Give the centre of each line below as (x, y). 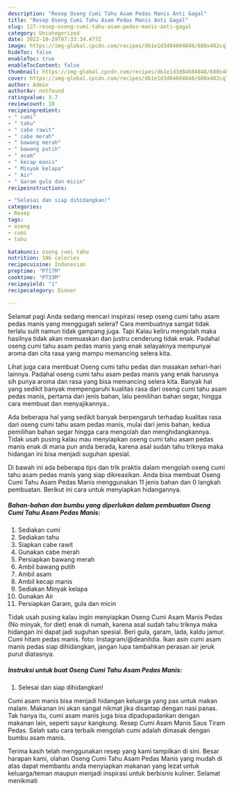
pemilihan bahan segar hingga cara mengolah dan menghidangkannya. (109, 432)
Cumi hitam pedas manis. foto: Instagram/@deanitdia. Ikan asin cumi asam (115, 639)
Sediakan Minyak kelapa (53, 589)
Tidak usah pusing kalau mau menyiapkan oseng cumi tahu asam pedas (111, 439)
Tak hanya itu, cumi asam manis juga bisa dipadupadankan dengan (104, 716)
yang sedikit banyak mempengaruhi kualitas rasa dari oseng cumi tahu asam (117, 389)
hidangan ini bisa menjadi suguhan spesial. (69, 454)
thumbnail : (24, 72)
